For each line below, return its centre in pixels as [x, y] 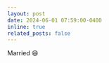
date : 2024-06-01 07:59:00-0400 [54, 20]
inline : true [26, 27]
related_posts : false [39, 33]
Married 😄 [23, 53]
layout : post [26, 14]
